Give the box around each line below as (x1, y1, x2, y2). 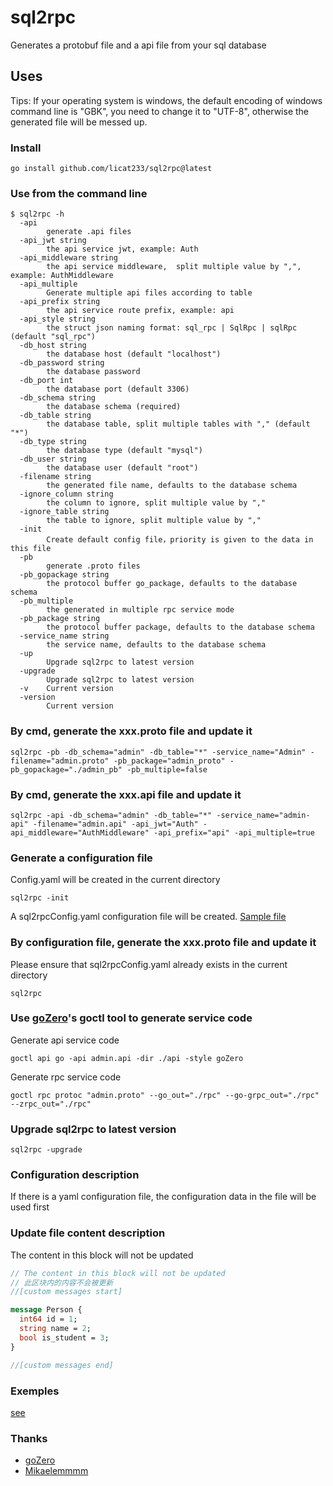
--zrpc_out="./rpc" (10, 1099, 92, 1109)
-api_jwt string (19, 236, 87, 246)
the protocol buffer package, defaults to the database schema (46, 622, 315, 633)
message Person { (10, 1305, 83, 1315)
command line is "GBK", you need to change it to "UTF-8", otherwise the (10, 105, 310, 117)
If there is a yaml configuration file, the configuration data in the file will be (10, 1191, 317, 1203)
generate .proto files (46, 561, 141, 571)
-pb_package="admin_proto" (113, 756, 226, 766)
